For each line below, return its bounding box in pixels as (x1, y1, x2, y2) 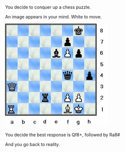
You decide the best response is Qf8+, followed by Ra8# (5, 132, 120, 138)
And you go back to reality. (5, 142, 60, 147)
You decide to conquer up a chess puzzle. (5, 4, 91, 10)
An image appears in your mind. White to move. (5, 14, 102, 19)
